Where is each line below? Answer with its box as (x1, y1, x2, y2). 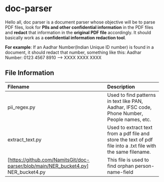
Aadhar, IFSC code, (107, 104, 152, 111)
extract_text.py (7, 136, 42, 143)
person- (135, 162, 155, 169)
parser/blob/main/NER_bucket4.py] (7, 162, 89, 169)
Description (107, 83, 135, 90)
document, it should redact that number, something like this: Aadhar (5, 49, 142, 55)
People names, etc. (107, 116, 151, 123)
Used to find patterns (107, 91, 156, 98)
